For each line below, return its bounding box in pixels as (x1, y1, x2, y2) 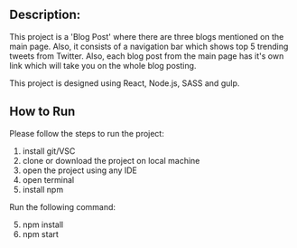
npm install (22, 219, 64, 230)
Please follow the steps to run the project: (9, 128, 164, 138)
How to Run (9, 104, 76, 119)
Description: (9, 7, 81, 23)
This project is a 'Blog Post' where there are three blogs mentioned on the (9, 31, 284, 42)
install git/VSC (22, 145, 76, 157)
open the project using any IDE (22, 165, 138, 176)
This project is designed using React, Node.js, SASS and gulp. (9, 77, 240, 89)
